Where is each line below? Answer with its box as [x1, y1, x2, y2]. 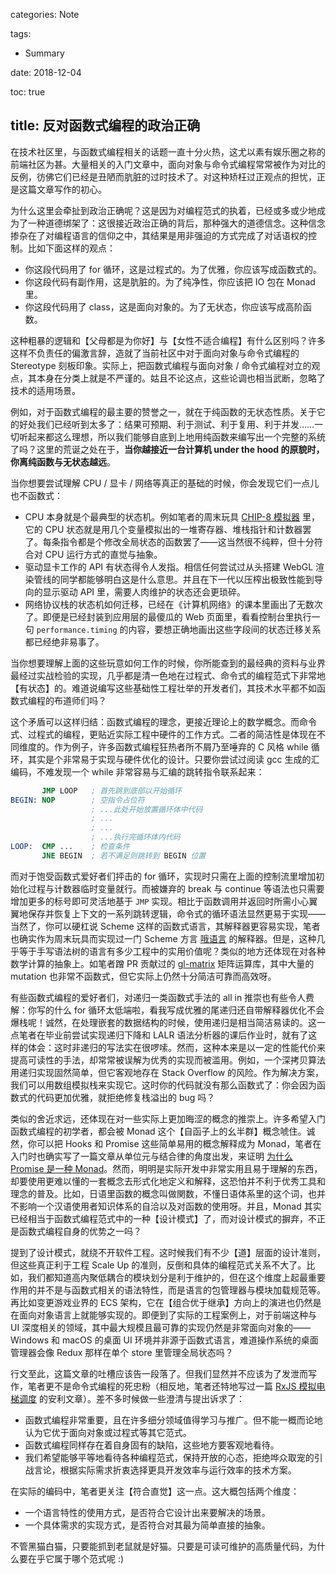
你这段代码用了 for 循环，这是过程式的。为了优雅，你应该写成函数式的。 [24, 263, 323, 275]
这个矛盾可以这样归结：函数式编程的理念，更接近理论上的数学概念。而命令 [10, 715, 317, 728]
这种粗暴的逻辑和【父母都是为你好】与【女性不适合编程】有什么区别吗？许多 [10, 334, 326, 346]
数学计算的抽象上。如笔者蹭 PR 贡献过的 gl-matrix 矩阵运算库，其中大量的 [10, 957, 315, 969]
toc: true [10, 86, 46, 98]
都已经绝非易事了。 [24, 635, 105, 648]
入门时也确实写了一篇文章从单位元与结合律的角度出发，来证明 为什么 [10, 1150, 293, 1162]
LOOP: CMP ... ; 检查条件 [10, 842, 130, 852]
